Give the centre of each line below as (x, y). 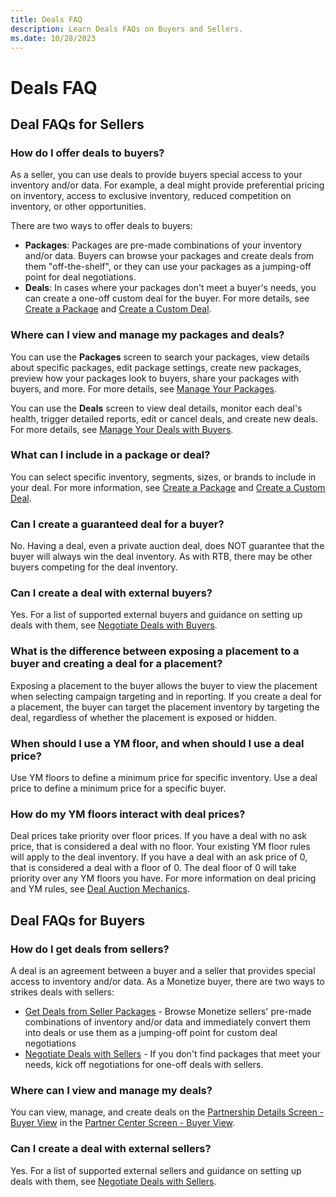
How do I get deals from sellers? (90, 949)
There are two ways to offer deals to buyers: (101, 226)
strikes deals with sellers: (62, 992)
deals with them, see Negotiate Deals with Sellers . (113, 1181)
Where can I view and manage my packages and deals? (147, 335)
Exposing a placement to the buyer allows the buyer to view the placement (164, 685)
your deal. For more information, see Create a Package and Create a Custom (168, 487)
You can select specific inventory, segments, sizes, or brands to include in (163, 477)
